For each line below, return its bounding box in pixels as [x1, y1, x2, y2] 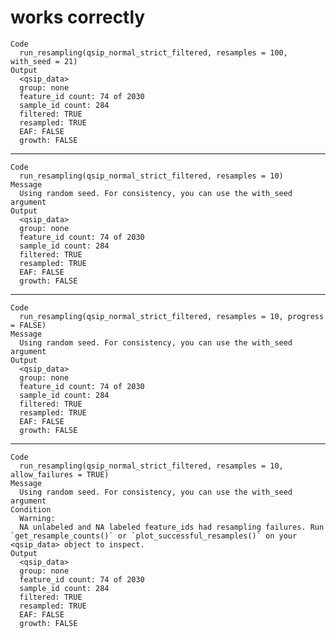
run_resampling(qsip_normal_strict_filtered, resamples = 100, [19, 47, 288, 58]
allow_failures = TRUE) [10, 469, 110, 480]
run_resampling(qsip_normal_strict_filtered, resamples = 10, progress [19, 311, 325, 321]
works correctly [10, 6, 146, 29]
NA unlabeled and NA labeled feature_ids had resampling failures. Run [19, 522, 325, 532]
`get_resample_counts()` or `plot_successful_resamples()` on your [10, 531, 298, 541]
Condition [10, 504, 52, 515]
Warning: [19, 513, 56, 523]
